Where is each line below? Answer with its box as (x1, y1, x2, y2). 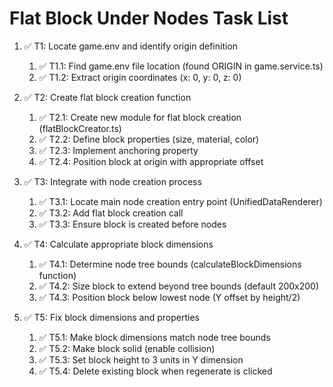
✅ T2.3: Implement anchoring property (38, 144, 199, 156)
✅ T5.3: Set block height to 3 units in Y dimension (38, 353, 244, 366)
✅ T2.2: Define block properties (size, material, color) (38, 133, 260, 145)
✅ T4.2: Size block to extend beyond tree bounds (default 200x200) (38, 280, 320, 292)
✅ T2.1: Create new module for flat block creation (38, 111, 242, 123)
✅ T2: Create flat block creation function (23, 91, 192, 103)
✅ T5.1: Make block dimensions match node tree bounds (38, 331, 271, 343)
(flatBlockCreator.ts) (38, 122, 122, 134)
